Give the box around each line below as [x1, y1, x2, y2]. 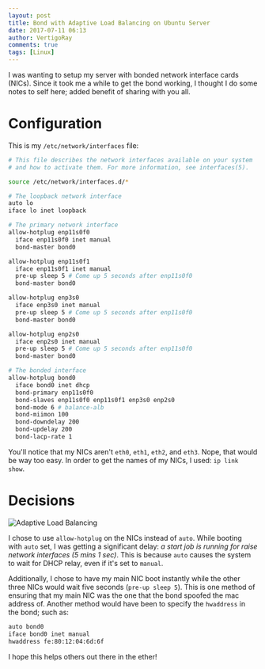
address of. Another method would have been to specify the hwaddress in [8, 599, 246, 608]
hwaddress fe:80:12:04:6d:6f [8, 637, 104, 645]
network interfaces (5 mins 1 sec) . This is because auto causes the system [8, 549, 252, 559]
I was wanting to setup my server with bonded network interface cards [8, 70, 239, 79]
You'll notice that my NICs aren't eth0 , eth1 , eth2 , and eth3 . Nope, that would [8, 447, 258, 456]
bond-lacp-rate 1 [15, 433, 73, 441]
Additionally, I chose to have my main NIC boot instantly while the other [8, 573, 240, 583]
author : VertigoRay [8, 33, 73, 42]
